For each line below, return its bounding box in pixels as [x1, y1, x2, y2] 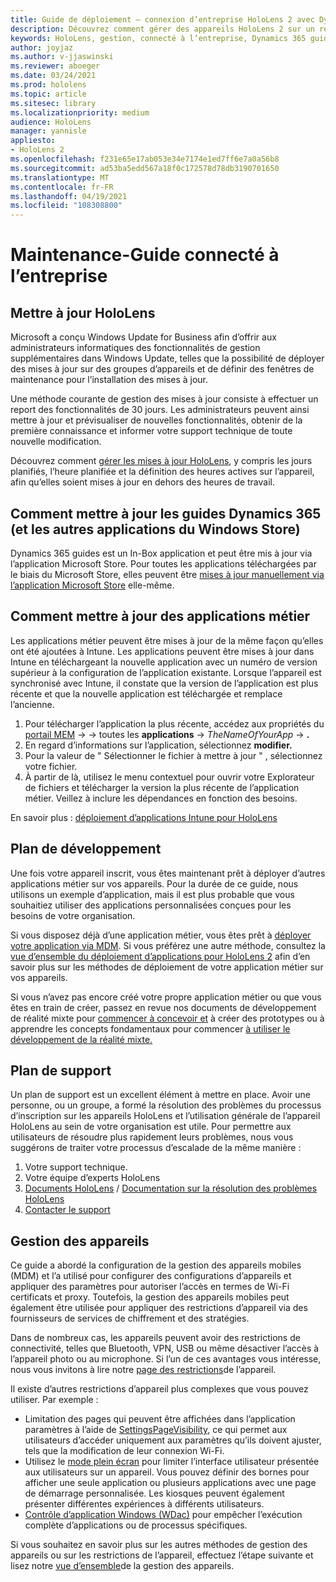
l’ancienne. [10, 698, 55, 710]
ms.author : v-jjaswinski [10, 52, 114, 62]
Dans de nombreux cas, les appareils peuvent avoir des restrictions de [10, 1332, 301, 1344]
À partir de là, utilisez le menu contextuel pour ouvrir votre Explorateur [24, 771, 315, 783]
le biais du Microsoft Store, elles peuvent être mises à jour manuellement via [10, 568, 325, 580]
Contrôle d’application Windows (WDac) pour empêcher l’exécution [24, 1509, 303, 1521]
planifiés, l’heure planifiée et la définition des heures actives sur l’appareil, [10, 466, 315, 478]
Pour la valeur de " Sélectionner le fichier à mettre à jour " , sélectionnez [24, 749, 323, 761]
